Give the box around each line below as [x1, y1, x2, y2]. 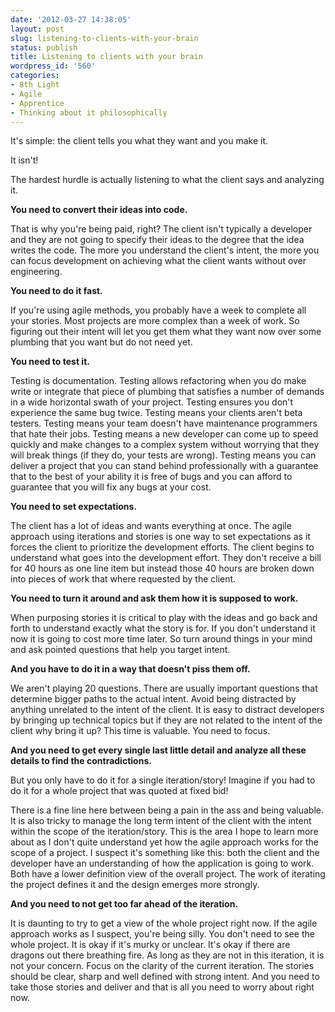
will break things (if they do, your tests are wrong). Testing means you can [10, 449, 317, 461]
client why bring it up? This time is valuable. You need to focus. [10, 725, 271, 737]
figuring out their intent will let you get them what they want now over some [10, 326, 322, 338]
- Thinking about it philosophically [10, 107, 168, 118]
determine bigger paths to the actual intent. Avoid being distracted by [10, 693, 297, 705]
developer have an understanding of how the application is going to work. [10, 857, 315, 870]
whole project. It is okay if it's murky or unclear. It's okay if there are [10, 939, 291, 951]
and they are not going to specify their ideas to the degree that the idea [10, 234, 305, 246]
